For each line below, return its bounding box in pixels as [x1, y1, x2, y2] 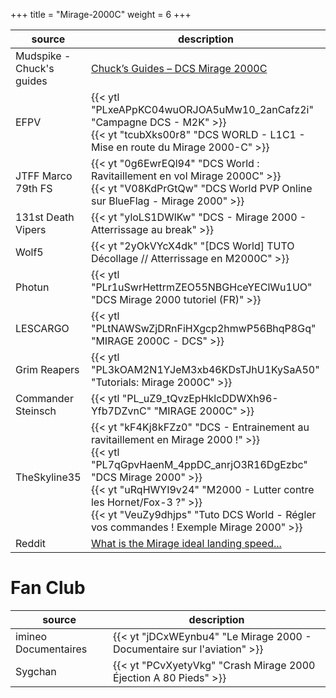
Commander [15, 392, 74, 405]
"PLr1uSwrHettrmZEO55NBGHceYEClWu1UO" [90, 280, 313, 294]
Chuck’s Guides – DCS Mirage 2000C [90, 62, 268, 75]
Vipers [15, 223, 47, 236]
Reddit [15, 537, 47, 550]
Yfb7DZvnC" [90, 404, 152, 418]
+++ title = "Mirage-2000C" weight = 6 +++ [10, 9, 192, 20]
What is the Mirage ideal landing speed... [90, 537, 282, 550]
